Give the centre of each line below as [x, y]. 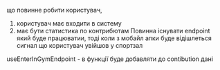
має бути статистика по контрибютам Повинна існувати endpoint [113, 31]
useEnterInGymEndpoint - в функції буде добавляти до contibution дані [110, 59]
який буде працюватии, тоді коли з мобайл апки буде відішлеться [114, 38]
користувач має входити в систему [69, 23]
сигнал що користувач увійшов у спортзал [80, 45]
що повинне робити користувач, [54, 10]
